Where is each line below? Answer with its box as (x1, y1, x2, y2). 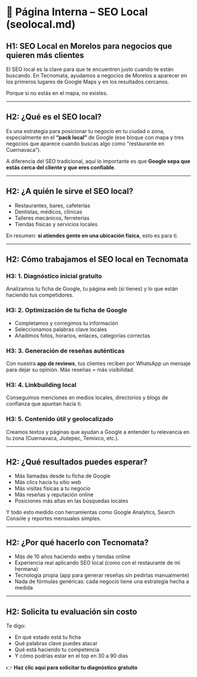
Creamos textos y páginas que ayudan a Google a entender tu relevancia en (6, 428, 189, 436)
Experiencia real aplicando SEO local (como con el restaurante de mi (14, 559, 181, 566)
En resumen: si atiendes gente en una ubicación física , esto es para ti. (6, 232, 178, 239)
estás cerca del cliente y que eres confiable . (6, 164, 116, 171)
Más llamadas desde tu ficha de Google (14, 472, 111, 479)
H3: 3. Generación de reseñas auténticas (6, 346, 125, 355)
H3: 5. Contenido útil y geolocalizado (6, 415, 114, 423)
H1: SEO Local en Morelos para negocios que (6, 41, 172, 51)
